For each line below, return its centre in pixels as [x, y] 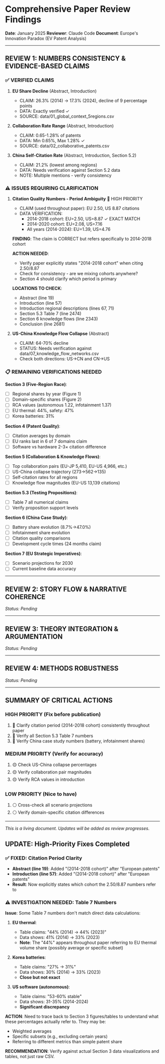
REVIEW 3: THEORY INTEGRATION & [62, 629]
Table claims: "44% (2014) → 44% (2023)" [63, 932]
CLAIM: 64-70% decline [44, 343]
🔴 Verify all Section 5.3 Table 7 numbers [53, 736]
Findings [23, 19]
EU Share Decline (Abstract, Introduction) [54, 91]
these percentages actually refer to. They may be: [56, 1022]
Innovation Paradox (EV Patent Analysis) [46, 38]
